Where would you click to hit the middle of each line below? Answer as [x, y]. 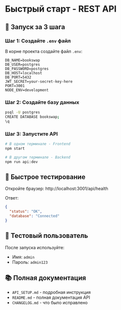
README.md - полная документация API [51, 297]
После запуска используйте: [35, 247]
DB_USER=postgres [23, 64]
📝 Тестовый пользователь [47, 236]
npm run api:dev [21, 162]
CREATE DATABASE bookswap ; [32, 117]
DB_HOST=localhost [24, 73]
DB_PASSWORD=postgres [27, 69]
